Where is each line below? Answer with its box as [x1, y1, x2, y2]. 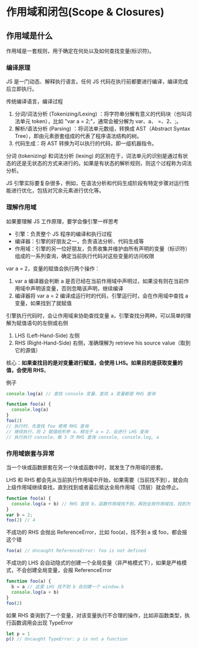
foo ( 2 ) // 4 [6, 517, 35, 523]
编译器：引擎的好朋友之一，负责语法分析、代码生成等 [14, 237, 144, 244]
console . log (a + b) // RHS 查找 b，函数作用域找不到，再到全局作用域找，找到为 [11, 501, 191, 507]
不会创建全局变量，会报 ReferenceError [16, 567, 112, 574]
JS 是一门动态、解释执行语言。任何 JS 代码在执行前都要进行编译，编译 [6, 78, 178, 85]
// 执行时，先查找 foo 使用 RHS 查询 [6, 423, 89, 429]
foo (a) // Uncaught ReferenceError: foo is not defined [6, 548, 146, 554]
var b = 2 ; [6, 512, 33, 518]
